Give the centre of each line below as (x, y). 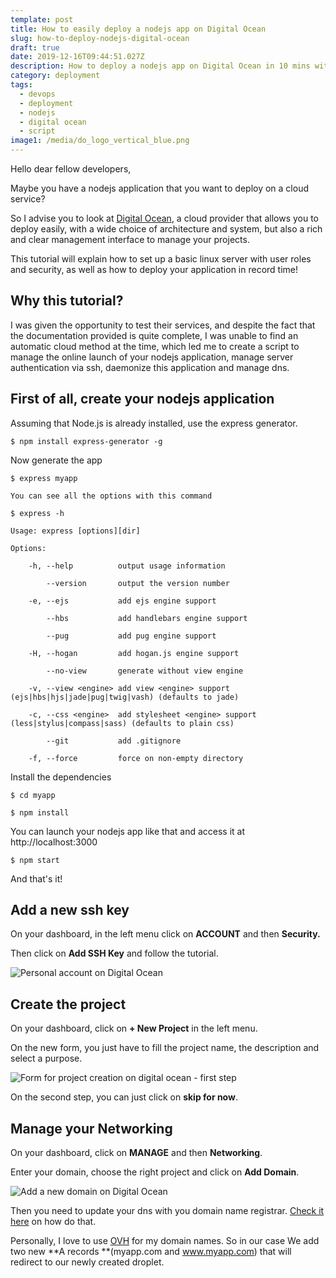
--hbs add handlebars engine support (147, 618)
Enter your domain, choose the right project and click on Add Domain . (155, 1172)
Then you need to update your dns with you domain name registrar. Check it (167, 1211)
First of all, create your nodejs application (142, 399)
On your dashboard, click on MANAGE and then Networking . (136, 1153)
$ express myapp (44, 478)
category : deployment (55, 76)
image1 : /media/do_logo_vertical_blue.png (100, 141)
